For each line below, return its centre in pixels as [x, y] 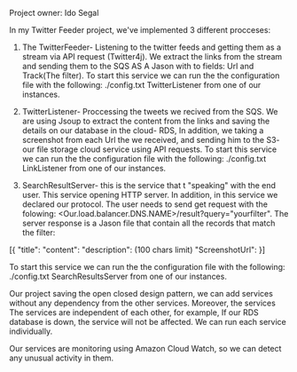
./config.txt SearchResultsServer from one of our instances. [118, 276]
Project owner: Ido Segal [54, 13]
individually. [31, 331]
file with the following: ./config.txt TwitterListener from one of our [141, 85]
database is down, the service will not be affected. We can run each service [148, 322]
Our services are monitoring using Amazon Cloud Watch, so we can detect [145, 348]
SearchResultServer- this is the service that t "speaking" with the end [149, 185]
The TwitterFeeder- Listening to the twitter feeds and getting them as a [152, 47]
